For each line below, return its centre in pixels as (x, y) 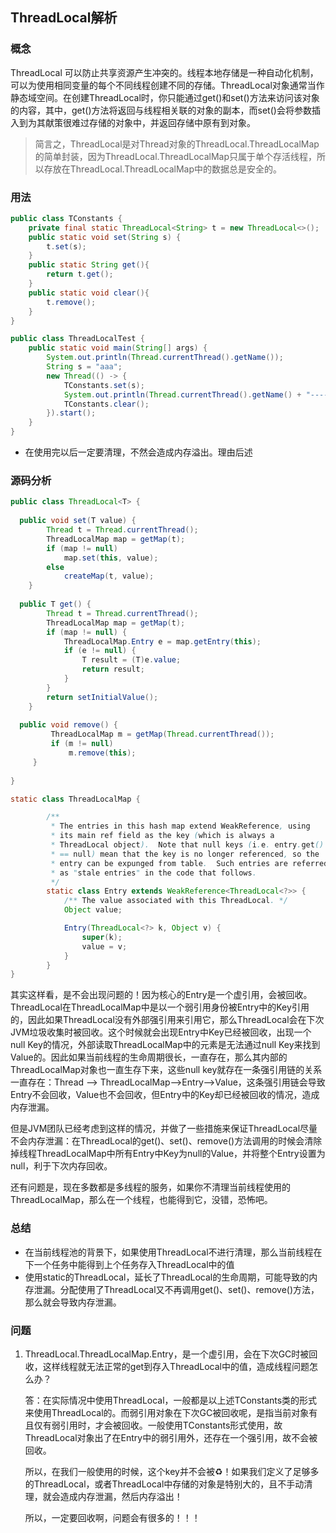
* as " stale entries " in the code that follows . (153, 873)
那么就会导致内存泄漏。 (73, 1302)
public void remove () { (68, 725)
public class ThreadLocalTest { (77, 339)
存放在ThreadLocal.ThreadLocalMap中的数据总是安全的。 (163, 169)
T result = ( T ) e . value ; (131, 660)
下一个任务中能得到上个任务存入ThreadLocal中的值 (129, 1264)
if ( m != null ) (82, 744)
